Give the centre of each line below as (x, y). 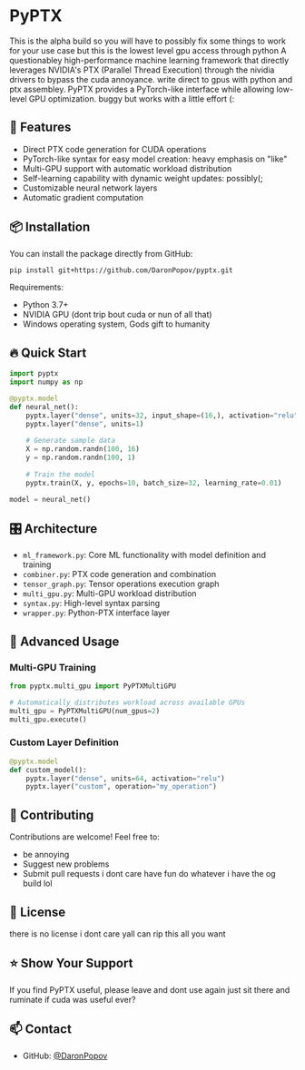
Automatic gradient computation (83, 197)
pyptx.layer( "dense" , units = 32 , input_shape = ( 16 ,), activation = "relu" (162, 415)
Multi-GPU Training (53, 667)
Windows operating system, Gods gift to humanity (116, 324)
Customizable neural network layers (90, 188)
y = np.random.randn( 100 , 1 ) (81, 458)
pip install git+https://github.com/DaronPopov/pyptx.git (121, 270)
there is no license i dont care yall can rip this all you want (118, 933)
